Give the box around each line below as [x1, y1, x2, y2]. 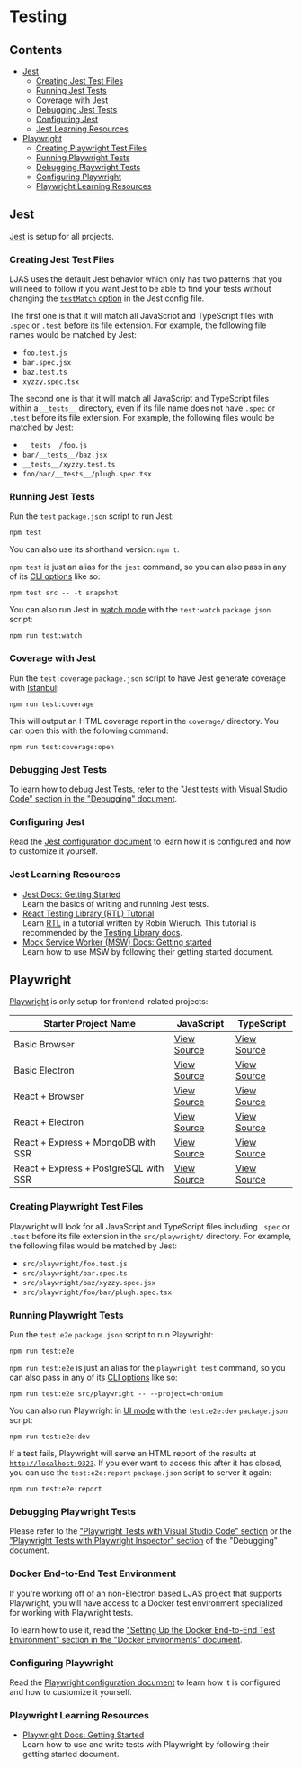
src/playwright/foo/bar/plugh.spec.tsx [22, 1288, 173, 1297]
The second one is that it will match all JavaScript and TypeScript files [9, 394, 270, 404]
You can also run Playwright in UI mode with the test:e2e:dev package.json [9, 1405, 288, 1416]
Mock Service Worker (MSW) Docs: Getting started [22, 937, 213, 947]
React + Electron [13, 1116, 84, 1129]
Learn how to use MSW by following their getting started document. [22, 946, 274, 957]
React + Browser [13, 1090, 84, 1102]
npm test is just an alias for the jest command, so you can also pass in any [9, 561, 287, 573]
